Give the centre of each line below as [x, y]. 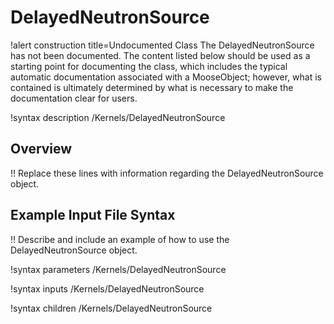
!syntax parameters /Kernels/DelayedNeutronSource [118, 269]
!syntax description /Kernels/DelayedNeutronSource [118, 117]
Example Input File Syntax [93, 215]
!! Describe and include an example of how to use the [120, 239]
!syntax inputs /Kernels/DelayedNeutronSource [107, 288]
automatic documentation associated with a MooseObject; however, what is [166, 77]
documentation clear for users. [74, 98]
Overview [41, 149]
